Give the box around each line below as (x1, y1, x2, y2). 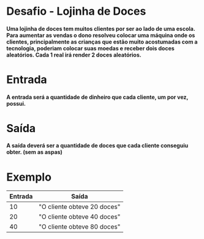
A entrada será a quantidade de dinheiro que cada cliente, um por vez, (6, 93, 189, 101)
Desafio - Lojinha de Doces (6, 4, 146, 18)
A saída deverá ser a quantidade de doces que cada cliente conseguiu (6, 142, 189, 149)
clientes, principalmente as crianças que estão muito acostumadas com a (6, 38, 198, 45)
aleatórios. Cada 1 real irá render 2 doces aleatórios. (6, 51, 142, 58)
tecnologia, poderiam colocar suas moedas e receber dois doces (6, 44, 175, 52)
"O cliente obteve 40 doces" (39, 213, 121, 221)
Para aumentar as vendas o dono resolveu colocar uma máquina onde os (6, 31, 195, 39)
